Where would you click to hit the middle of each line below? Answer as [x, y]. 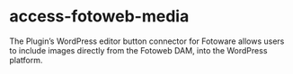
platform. [26, 60]
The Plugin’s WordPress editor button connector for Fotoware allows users [147, 41]
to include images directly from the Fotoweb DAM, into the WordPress [138, 50]
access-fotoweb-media [99, 16]
